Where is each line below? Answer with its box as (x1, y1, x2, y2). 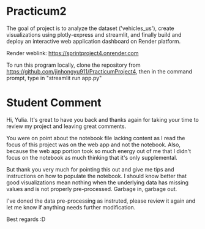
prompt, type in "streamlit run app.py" (6, 74, 102, 81)
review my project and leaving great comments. (6, 122, 127, 130)
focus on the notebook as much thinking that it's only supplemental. (6, 154, 177, 161)
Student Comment (6, 96, 102, 110)
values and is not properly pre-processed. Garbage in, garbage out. (6, 185, 177, 192)
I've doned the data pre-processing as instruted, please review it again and (6, 197, 196, 205)
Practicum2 (6, 4, 67, 18)
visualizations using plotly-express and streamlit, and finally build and (6, 31, 182, 38)
